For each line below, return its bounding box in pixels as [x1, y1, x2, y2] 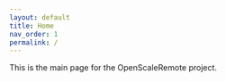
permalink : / [9, 37, 59, 47]
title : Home [9, 21, 54, 30]
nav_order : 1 [9, 29, 59, 38]
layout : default [9, 12, 70, 22]
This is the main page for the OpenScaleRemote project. [9, 62, 218, 73]
